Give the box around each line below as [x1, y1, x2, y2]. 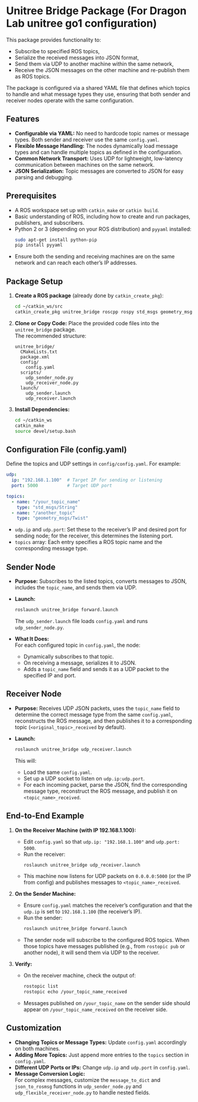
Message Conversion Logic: [14, 1070, 86, 1077]
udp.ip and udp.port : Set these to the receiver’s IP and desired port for [14, 526, 187, 533]
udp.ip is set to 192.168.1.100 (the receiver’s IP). [23, 908, 142, 915]
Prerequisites [6, 191, 57, 201]
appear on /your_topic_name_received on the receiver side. [23, 1006, 168, 1013]
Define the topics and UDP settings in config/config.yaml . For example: [6, 460, 181, 468]
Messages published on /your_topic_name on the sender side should [23, 1000, 190, 1006]
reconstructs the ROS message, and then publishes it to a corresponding [14, 717, 192, 724]
